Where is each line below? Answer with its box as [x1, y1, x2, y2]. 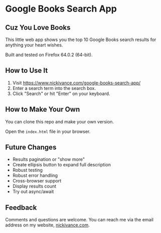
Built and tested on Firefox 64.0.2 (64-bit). [5, 52, 93, 58]
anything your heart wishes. [5, 42, 63, 48]
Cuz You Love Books [5, 23, 71, 32]
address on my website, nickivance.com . [5, 222, 90, 228]
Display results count [12, 183, 56, 190]
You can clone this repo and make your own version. [5, 118, 114, 124]
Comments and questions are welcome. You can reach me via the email [5, 217, 154, 223]
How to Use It [5, 66, 48, 75]
